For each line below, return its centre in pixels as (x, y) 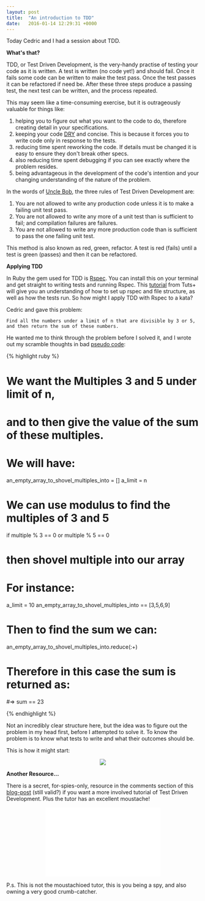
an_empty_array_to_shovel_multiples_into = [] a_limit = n (77, 480)
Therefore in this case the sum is (91, 671)
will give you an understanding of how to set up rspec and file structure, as (101, 292)
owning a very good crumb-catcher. (52, 891)
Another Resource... (33, 773)
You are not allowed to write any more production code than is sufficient (106, 230)
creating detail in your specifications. (62, 128)
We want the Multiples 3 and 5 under (102, 381)
